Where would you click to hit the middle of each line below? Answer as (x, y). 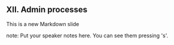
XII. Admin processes (47, 10)
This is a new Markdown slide (43, 24)
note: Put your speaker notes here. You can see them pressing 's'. (87, 36)
